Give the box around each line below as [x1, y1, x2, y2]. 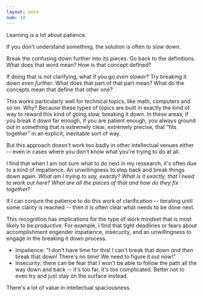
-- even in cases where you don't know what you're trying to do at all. [6, 148, 181, 155]
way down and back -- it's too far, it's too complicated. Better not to [15, 265, 185, 273]
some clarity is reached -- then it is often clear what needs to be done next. [6, 204, 195, 211]
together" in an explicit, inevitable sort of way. [6, 130, 121, 137]
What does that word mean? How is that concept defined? [6, 61, 151, 68]
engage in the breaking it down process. [6, 235, 107, 242]
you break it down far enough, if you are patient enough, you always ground [6, 116, 196, 124]
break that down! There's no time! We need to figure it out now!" [15, 253, 176, 260]
